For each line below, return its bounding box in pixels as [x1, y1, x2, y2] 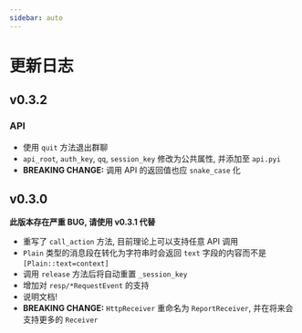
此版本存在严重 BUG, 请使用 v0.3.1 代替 [9, 216, 156, 228]
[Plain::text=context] [22, 259, 109, 269]
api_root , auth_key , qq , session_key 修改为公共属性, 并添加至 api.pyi [22, 152, 281, 164]
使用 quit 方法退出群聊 [22, 141, 109, 152]
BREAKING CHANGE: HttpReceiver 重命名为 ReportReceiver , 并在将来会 [22, 303, 294, 314]
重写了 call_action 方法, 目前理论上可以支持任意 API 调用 [22, 236, 239, 247]
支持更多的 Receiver [22, 314, 99, 325]
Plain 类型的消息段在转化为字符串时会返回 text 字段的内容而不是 [22, 247, 267, 258]
